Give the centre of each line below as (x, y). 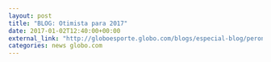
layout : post (30, 16)
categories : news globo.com (56, 46)
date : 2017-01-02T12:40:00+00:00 (65, 31)
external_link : (34, 38)
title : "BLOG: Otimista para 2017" (68, 23)
